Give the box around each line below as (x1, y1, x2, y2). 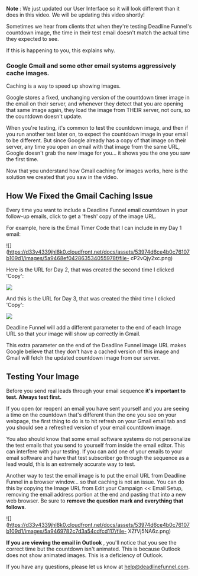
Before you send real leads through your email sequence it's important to (6, 387, 186, 394)
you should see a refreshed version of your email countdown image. (6, 424, 173, 431)
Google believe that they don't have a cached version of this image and (6, 348, 180, 355)
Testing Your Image (6, 372, 79, 382)
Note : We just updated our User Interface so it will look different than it (6, 5, 180, 12)
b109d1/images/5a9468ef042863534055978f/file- (6, 255, 129, 262)
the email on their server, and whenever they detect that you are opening (6, 100, 184, 107)
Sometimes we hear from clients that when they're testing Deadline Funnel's (6, 23, 192, 30)
